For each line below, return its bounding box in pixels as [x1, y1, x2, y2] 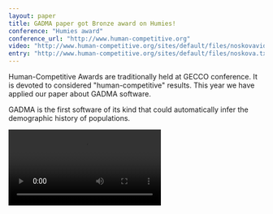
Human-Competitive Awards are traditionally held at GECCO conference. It [8, 72, 258, 81]
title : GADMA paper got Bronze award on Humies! [8, 19, 176, 28]
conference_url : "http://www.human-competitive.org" [8, 34, 191, 43]
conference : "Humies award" [8, 27, 104, 35]
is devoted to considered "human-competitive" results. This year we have [8, 80, 255, 90]
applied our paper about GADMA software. [8, 89, 152, 98]
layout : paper [8, 11, 57, 20]
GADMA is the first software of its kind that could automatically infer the [8, 105, 249, 114]
